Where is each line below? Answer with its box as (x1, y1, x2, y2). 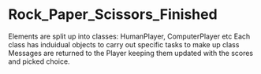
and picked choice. (8, 57, 70, 66)
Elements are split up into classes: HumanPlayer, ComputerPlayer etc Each (8, 31, 251, 41)
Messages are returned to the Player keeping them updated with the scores (8, 48, 254, 57)
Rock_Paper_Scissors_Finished (8, 6, 218, 24)
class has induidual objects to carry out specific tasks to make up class (8, 39, 240, 49)
